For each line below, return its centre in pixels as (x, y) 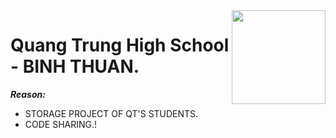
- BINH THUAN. (75, 66)
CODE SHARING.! (61, 124)
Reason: (28, 94)
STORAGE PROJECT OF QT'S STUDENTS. (111, 113)
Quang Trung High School (120, 45)
